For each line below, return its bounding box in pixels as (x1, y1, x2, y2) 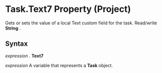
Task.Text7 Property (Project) (5, 3, 131, 15)
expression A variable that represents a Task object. (5, 62, 113, 68)
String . (5, 25, 21, 31)
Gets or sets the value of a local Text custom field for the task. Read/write (5, 20, 157, 26)
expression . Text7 (5, 53, 44, 59)
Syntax (5, 40, 28, 48)
